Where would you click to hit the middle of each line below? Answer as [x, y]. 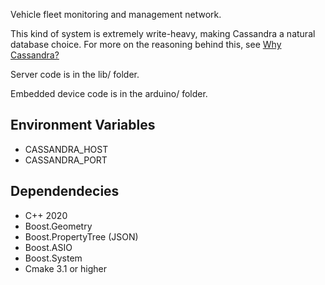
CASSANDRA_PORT [66, 160]
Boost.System [53, 258]
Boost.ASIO [48, 247]
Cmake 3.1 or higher [65, 268]
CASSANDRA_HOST [66, 149]
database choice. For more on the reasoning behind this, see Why [146, 44]
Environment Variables [83, 125]
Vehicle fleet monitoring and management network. [116, 14]
